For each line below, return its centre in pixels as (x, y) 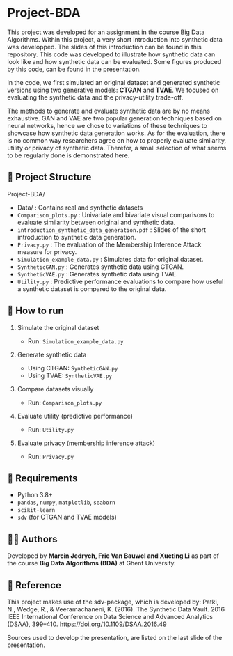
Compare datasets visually (55, 389)
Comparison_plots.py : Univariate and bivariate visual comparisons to (116, 214)
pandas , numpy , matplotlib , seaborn (66, 502)
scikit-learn (36, 510)
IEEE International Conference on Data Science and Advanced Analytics (110, 617)
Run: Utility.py (51, 429)
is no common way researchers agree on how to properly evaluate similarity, (117, 140)
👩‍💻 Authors (32, 539)
